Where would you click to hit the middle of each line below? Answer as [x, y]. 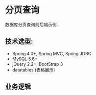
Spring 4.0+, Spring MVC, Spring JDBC [52, 53]
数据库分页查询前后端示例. [32, 24]
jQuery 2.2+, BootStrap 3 [37, 64]
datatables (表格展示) [34, 70]
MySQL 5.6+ [25, 59]
